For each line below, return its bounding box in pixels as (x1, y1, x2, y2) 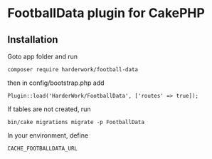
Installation (7, 34, 58, 46)
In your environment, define (7, 131, 89, 140)
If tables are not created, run (7, 105, 91, 113)
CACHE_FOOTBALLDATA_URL (7, 145, 78, 152)
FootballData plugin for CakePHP (7, 5, 205, 21)
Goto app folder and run (7, 52, 78, 61)
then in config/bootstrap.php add (7, 78, 105, 87)
